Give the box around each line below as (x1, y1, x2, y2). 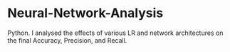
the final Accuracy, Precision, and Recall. (7, 36, 127, 44)
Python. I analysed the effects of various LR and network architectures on (7, 28, 224, 37)
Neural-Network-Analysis (7, 5, 164, 21)
